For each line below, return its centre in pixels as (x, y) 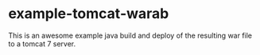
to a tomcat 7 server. (42, 43)
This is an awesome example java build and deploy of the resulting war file (130, 35)
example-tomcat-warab (89, 14)
